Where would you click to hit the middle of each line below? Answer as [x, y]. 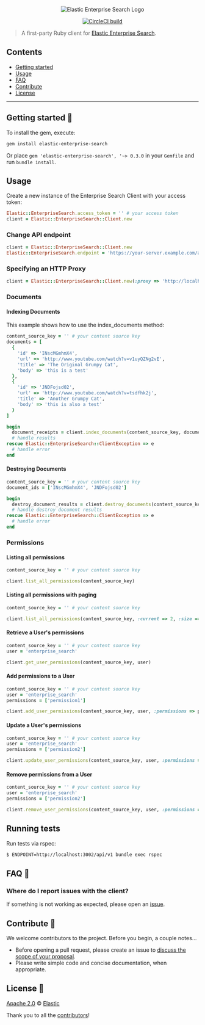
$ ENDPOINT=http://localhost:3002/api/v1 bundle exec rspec [85, 855]
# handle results [34, 438]
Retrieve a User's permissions [45, 632]
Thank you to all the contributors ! [48, 1015]
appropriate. [31, 969]
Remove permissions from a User [49, 774]
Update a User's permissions [44, 725]
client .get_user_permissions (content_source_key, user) [79, 662]
